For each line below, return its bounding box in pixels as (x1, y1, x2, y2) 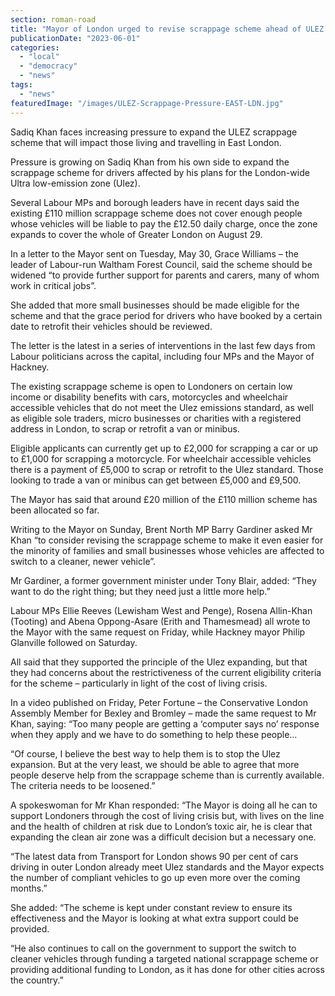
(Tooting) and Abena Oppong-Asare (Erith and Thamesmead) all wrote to (10, 615, 311, 627)
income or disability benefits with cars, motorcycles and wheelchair (10, 391, 289, 403)
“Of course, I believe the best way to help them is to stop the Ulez (10, 747, 281, 760)
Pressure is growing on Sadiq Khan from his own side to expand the (10, 156, 290, 168)
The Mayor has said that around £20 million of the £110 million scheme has (10, 493, 318, 505)
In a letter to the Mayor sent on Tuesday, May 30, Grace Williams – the (10, 247, 299, 260)
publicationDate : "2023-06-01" (10, 33, 141, 43)
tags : (10, 80, 33, 90)
